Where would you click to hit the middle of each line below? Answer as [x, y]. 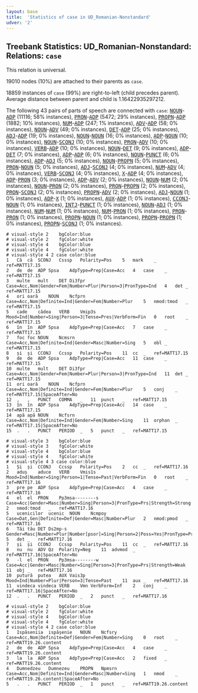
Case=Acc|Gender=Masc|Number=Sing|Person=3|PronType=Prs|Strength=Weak [96, 565]
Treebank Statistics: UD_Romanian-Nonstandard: [99, 46]
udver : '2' [19, 22]
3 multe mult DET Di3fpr [46, 281]
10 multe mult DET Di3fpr [46, 369]
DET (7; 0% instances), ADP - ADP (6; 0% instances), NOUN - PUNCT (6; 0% [93, 155]
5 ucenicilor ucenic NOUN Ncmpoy [57, 514]
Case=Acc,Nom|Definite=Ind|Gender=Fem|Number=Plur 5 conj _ [92, 390]
